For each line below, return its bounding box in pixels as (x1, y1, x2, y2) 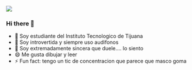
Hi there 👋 (6, 19, 35, 27)
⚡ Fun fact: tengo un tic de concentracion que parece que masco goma (14, 58, 187, 65)
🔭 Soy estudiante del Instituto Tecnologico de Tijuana (14, 32, 143, 40)
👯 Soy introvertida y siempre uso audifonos (14, 39, 119, 46)
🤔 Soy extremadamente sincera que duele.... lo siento (14, 45, 143, 52)
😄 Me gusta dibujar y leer (14, 51, 77, 58)
